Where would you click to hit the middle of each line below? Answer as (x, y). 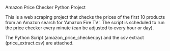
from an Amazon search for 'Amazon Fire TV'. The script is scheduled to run (85, 22)
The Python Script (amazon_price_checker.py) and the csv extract (75, 38)
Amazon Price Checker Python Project (46, 7)
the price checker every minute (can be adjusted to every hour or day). (80, 28)
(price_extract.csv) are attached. (39, 43)
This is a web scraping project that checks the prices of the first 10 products (85, 17)
